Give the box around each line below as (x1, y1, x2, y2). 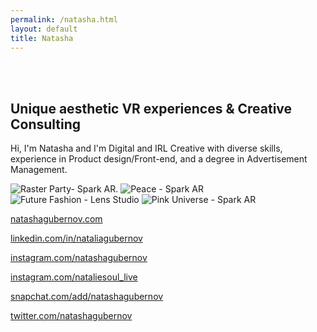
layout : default (10, 24, 78, 34)
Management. (10, 164, 68, 176)
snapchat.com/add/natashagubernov (10, 291, 164, 303)
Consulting (10, 116, 82, 133)
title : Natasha (10, 33, 74, 43)
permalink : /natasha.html (10, 14, 118, 25)
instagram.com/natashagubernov (10, 252, 148, 264)
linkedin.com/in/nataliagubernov (10, 232, 143, 245)
